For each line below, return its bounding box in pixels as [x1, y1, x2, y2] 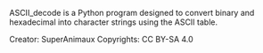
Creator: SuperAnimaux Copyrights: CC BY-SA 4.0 [9, 34, 193, 44]
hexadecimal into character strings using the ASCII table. [9, 17, 218, 27]
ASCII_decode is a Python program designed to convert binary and [9, 8, 255, 18]
